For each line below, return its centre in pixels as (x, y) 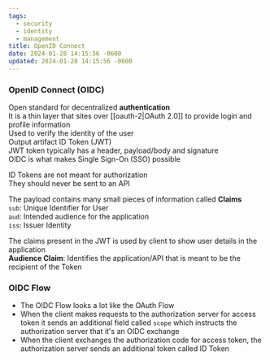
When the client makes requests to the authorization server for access (138, 314)
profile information (39, 125)
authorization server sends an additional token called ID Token (125, 349)
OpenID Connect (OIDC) (57, 89)
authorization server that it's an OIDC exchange (100, 332)
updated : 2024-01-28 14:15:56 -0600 (70, 62)
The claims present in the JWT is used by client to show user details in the (133, 241)
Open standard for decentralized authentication (89, 107)
